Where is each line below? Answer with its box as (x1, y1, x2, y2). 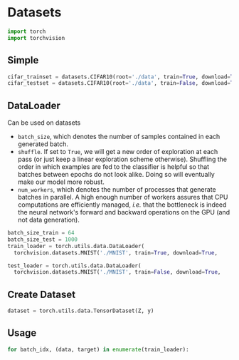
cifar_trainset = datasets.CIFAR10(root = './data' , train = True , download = (7, 73, 231, 81)
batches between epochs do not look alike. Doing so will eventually (17, 170, 215, 179)
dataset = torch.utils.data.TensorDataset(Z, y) (7, 307, 154, 314)
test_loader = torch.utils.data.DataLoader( (7, 262, 142, 269)
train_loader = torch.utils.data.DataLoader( (7, 242, 144, 250)
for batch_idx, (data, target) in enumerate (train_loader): (7, 346, 190, 353)
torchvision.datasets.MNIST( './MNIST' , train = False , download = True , (14, 269, 221, 276)
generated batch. (17, 140, 69, 148)
